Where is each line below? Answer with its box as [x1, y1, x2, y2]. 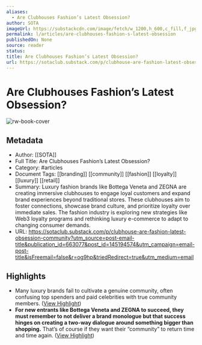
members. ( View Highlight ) [14, 300, 82, 307]
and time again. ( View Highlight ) [14, 332, 95, 339]
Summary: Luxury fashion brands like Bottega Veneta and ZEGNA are [14, 183, 187, 190]
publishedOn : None [6, 37, 52, 43]
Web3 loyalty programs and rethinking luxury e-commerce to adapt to [14, 215, 188, 223]
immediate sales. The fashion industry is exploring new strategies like [14, 209, 188, 216]
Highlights [6, 271, 46, 281]
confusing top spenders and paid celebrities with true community [14, 293, 177, 301]
